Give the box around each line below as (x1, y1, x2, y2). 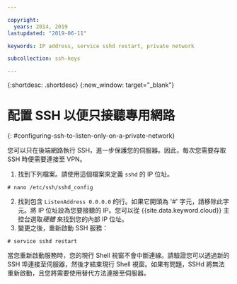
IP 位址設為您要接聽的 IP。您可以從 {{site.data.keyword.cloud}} (37, 206, 222, 215)
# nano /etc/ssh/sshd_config (7, 184, 93, 191)
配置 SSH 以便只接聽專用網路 (7, 107, 175, 124)
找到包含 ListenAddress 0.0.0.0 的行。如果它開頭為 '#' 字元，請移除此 (17, 197, 224, 206)
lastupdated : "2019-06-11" (7, 30, 87, 37)
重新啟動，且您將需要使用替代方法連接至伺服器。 (7, 269, 150, 278)
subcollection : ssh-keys (7, 55, 81, 62)
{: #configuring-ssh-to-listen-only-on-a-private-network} (7, 131, 175, 140)
